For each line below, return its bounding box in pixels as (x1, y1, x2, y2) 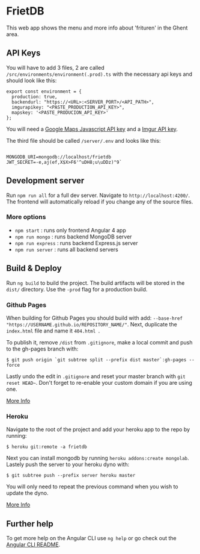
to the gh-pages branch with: (6, 345, 79, 352)
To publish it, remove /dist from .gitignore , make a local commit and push (6, 338, 193, 346)
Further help (6, 518, 54, 529)
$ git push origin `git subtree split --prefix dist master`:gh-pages (6, 356, 187, 363)
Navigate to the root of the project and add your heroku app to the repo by (6, 426, 190, 433)
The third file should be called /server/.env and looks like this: (6, 137, 161, 144)
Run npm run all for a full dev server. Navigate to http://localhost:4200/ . (6, 191, 190, 199)
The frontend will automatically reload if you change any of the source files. (6, 198, 193, 205)
